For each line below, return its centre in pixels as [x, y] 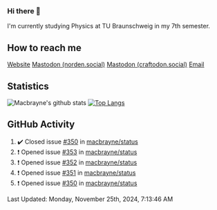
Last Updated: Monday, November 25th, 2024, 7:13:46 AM [90, 199]
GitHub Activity [41, 125]
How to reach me [44, 48]
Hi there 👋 [24, 11]
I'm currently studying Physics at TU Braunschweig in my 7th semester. [109, 26]
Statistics [28, 86]
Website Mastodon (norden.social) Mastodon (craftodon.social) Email [106, 64]
